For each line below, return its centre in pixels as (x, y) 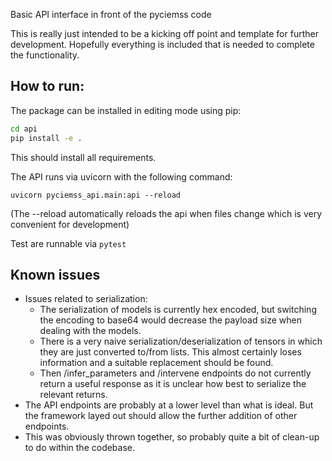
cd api (24, 129)
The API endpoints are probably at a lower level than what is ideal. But (169, 405)
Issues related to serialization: (86, 299)
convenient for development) (70, 224)
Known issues (55, 274)
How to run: (47, 86)
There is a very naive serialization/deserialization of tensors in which (181, 341)
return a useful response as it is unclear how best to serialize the (173, 384)
